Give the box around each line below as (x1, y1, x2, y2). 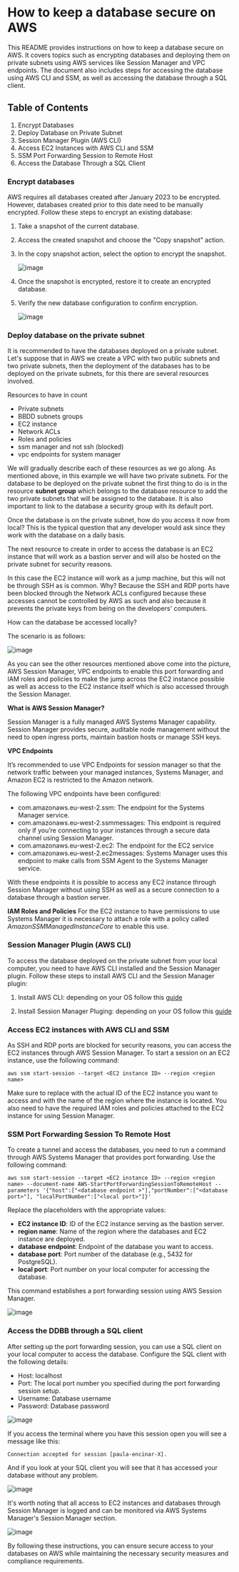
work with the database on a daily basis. (7, 531, 126, 539)
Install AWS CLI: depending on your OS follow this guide (17, 993, 183, 1001)
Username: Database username (17, 1394, 112, 1403)
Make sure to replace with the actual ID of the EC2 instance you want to (7, 1088, 218, 1097)
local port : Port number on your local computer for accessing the (17, 1265, 210, 1274)
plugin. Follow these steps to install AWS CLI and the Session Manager (7, 971, 215, 980)
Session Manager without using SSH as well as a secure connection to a (7, 885, 220, 894)
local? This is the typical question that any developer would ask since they (7, 523, 226, 532)
